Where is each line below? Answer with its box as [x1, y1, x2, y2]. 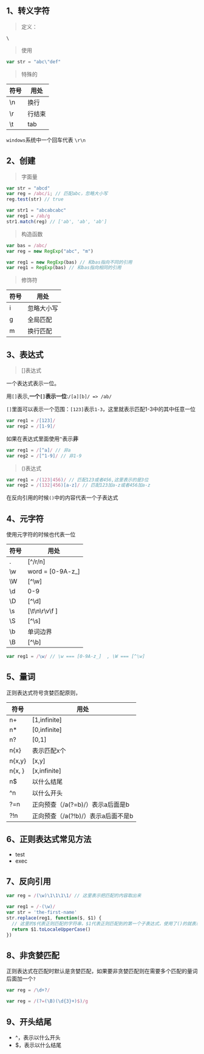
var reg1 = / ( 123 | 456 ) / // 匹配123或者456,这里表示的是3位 [6, 476, 149, 483]
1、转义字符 [6, 5, 50, 16]
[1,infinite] [32, 716, 63, 724]
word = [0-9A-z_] [27, 567, 81, 576]
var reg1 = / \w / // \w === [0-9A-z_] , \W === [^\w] [6, 654, 146, 660]
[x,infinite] [32, 766, 62, 775]
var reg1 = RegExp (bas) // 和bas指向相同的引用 [6, 265, 121, 271]
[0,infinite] [32, 725, 63, 734]
